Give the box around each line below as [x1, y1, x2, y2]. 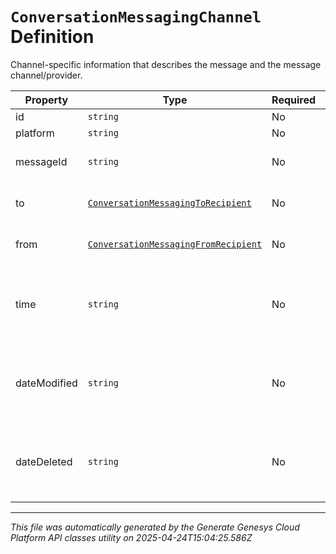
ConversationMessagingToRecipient [87, 197, 252, 208]
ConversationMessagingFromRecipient [87, 238, 263, 250]
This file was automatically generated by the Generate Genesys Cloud [10, 521, 300, 533]
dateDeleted [15, 454, 73, 468]
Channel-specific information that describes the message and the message [10, 58, 322, 70]
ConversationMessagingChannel [10, 8, 262, 27]
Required [271, 93, 317, 107]
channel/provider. [10, 69, 83, 81]
